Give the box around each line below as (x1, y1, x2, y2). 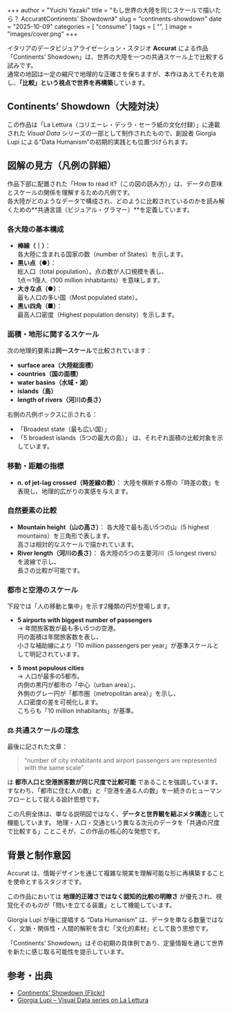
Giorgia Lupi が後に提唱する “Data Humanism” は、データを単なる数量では (7, 916, 218, 924)
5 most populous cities (17, 664, 84, 672)
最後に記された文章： (7, 742, 68, 751)
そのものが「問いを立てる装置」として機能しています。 (19, 901, 176, 909)
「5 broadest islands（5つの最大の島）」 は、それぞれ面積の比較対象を (17, 434, 217, 442)
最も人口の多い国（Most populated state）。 (17, 293, 142, 301)
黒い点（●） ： (17, 258, 57, 267)
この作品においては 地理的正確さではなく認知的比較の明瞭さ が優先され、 (7, 892, 216, 900)
